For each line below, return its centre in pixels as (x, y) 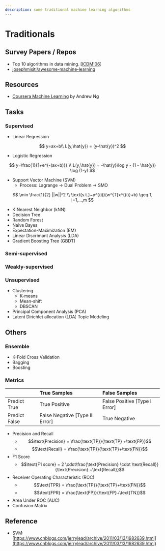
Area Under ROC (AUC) (36, 500)
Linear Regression (30, 137)
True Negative (119, 419)
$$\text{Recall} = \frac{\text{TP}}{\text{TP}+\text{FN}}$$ (90, 449)
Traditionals (30, 34)
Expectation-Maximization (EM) (44, 230)
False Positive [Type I (127, 401)
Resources (22, 85)
